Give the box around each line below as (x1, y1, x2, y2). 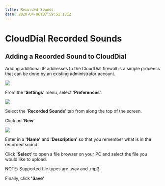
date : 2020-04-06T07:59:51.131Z (5, 12, 71, 17)
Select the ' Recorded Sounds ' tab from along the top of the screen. (5, 108, 142, 114)
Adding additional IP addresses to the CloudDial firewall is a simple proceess (5, 65, 160, 71)
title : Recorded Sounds (5, 7, 54, 12)
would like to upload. (5, 156, 48, 162)
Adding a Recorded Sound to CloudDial (5, 53, 127, 61)
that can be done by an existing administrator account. (5, 71, 115, 77)
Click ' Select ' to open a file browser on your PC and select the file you (5, 151, 147, 157)
